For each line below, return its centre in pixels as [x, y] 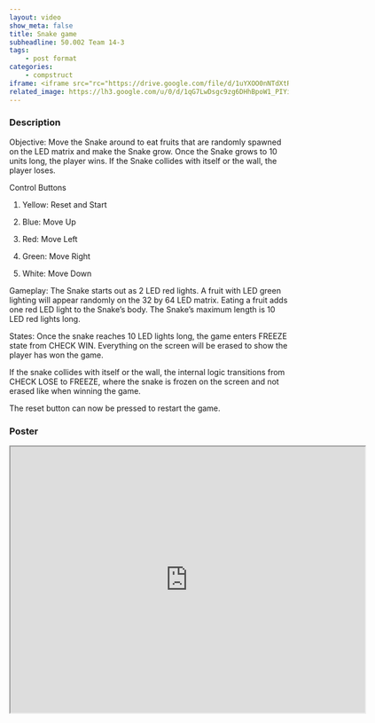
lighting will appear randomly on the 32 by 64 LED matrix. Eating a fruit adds [148, 300]
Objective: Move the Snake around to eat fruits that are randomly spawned [145, 142]
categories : [31, 67]
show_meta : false [41, 26]
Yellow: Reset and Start [64, 204]
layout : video [35, 17]
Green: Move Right [56, 256]
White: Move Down [57, 273]
